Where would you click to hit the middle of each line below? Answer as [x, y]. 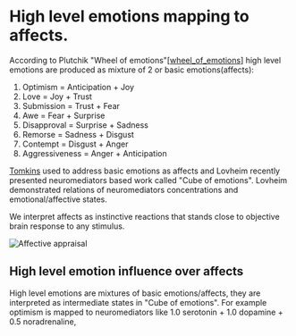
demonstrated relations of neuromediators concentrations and [124, 189]
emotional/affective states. [58, 199]
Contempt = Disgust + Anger [75, 144]
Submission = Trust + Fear [71, 105]
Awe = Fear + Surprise [63, 115]
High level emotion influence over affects [127, 271]
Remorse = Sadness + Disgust [78, 134]
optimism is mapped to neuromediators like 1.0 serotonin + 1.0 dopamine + [146, 312]
